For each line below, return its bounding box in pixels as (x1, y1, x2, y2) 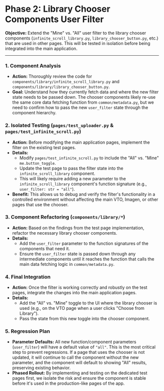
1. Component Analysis (5, 62, 61, 69)
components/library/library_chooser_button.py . (12, 84, 110, 90)
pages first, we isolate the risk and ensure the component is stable (12, 375, 146, 381)
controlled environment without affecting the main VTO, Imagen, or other (12, 196, 159, 202)
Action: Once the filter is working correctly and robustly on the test (12, 284, 147, 290)
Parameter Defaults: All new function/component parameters (12, 339, 137, 345)
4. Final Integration (5, 273, 51, 280)
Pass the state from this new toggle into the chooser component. (19, 316, 150, 322)
